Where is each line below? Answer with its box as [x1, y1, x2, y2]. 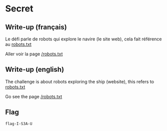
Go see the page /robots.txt [5, 93, 63, 100]
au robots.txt [5, 41, 32, 47]
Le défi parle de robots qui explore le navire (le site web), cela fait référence [5, 36, 162, 42]
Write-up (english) [5, 65, 64, 74]
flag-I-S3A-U [5, 121, 33, 126]
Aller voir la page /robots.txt [5, 51, 63, 57]
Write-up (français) [5, 23, 67, 31]
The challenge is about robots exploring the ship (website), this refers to [5, 78, 154, 85]
